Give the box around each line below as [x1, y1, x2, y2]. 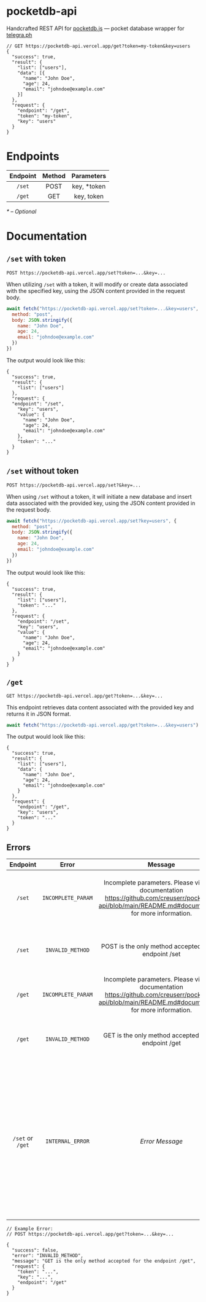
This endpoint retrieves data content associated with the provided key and [6, 703, 194, 711]
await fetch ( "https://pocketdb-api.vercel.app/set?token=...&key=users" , [6, 305, 199, 311]
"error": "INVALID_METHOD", [12, 1253, 84, 1259]
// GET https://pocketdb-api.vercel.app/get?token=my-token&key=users [6, 43, 191, 49]
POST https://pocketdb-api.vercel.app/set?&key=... [6, 482, 141, 488]
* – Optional [6, 208, 37, 215]
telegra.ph [6, 31, 32, 38]
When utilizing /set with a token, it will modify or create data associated [6, 281, 188, 288]
